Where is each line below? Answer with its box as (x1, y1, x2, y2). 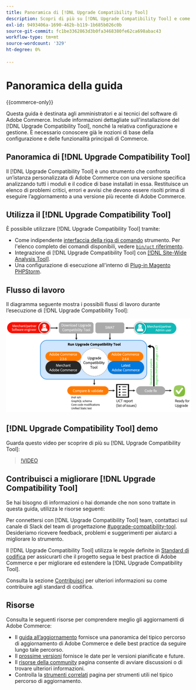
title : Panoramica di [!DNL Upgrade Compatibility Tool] (6, 9, 148, 15)
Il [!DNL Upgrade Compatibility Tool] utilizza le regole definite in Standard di (6, 546, 190, 553)
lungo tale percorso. (14, 646, 63, 653)
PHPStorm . (14, 268, 42, 275)
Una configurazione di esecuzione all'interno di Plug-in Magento (14, 262, 171, 269)
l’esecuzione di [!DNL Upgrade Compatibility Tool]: (6, 307, 129, 314)
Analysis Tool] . (14, 256, 51, 263)
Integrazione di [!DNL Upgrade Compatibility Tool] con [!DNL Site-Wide (14, 249, 187, 256)
